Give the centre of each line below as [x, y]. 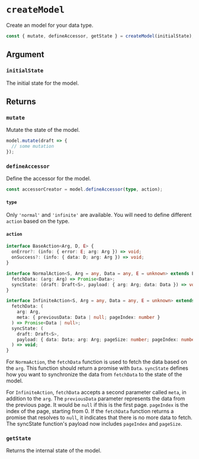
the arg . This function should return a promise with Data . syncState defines [97, 368]
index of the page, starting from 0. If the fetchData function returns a [90, 411]
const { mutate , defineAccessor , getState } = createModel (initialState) [99, 36]
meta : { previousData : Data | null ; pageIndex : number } [89, 318]
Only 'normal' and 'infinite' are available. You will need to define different [99, 215]
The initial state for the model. [43, 83]
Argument [25, 55]
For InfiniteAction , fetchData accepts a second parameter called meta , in [96, 392]
